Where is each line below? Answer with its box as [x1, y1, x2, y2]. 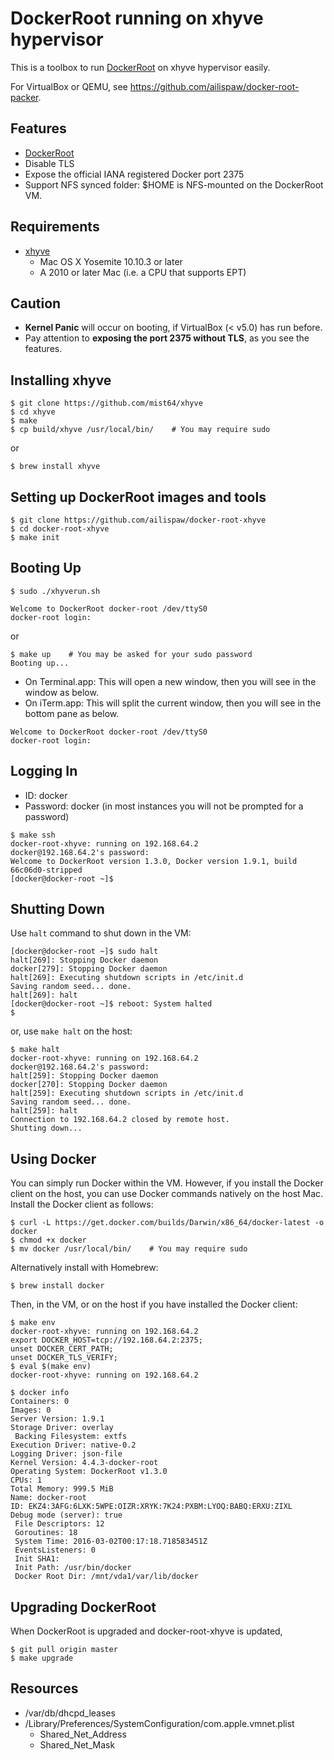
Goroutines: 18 [14, 1528, 78, 1538]
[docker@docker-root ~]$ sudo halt [10, 947, 159, 957]
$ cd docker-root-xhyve [10, 524, 110, 534]
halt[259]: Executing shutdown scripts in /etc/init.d [10, 1088, 244, 1099]
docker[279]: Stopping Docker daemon [10, 964, 168, 974]
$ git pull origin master [10, 1645, 118, 1655]
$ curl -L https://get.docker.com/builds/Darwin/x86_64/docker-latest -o [10, 1218, 325, 1228]
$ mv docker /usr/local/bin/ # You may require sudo [10, 1244, 248, 1254]
